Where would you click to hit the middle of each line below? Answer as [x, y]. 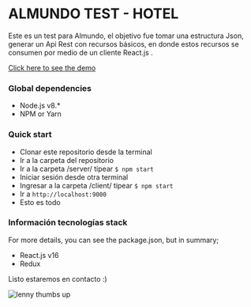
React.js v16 [39, 255]
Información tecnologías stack [68, 222]
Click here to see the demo [52, 67]
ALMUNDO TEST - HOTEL [94, 14]
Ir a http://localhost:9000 [63, 194]
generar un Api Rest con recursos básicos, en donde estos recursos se [124, 44]
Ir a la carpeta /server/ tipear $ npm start [86, 169]
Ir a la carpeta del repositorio [67, 160]
